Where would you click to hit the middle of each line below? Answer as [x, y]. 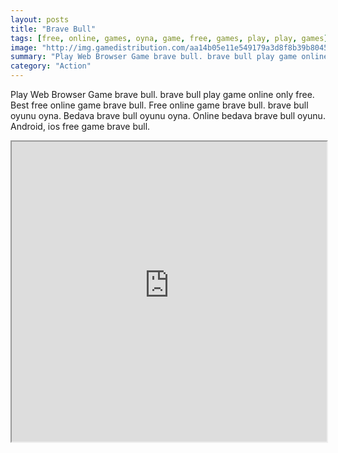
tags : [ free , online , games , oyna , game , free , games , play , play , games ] [169, 38]
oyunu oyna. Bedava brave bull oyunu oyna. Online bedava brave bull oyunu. [168, 115]
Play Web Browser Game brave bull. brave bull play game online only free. [162, 94]
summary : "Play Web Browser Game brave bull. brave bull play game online [169, 57]
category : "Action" [51, 66]
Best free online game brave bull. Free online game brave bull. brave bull [159, 105]
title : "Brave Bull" [53, 29]
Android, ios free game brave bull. [80, 126]
